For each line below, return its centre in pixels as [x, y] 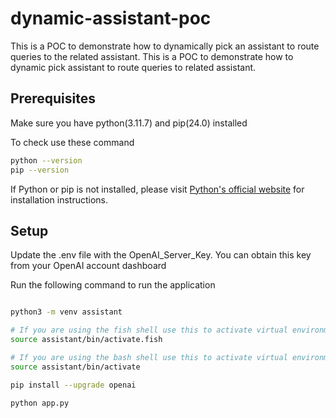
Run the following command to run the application [113, 285]
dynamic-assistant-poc [111, 18]
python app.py [40, 403]
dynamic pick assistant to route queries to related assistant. [133, 67]
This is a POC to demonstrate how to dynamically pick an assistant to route [165, 46]
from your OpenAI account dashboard [88, 266]
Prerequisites [53, 98]
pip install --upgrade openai [73, 385]
